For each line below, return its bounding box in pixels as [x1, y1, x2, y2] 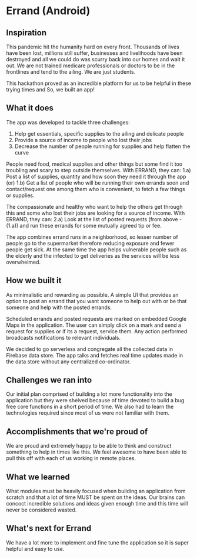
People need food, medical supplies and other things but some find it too [6, 160, 183, 168]
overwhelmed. [6, 258, 41, 265]
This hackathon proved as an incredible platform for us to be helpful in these [6, 80, 192, 87]
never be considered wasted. [6, 506, 77, 514]
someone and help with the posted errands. [6, 304, 112, 311]
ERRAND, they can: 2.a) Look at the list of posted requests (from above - [6, 215, 182, 222]
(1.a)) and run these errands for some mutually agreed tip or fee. [6, 222, 162, 229]
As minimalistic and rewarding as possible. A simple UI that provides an [6, 291, 179, 298]
